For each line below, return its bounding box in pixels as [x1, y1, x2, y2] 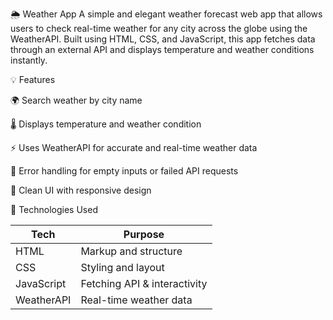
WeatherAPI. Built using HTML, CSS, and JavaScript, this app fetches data [10, 33, 316, 45]
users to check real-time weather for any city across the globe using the [10, 23, 308, 34]
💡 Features [10, 74, 56, 85]
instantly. [10, 54, 48, 66]
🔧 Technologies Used [10, 204, 98, 215]
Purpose [123, 228, 165, 241]
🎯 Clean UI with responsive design [10, 184, 152, 196]
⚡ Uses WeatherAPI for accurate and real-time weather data [10, 142, 258, 153]
